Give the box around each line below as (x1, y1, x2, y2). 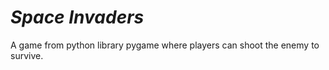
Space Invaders (10, 6, 145, 29)
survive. (10, 49, 44, 61)
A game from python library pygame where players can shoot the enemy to (10, 39, 320, 51)
